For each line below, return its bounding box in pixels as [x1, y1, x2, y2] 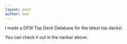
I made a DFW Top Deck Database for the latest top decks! [5, 25, 122, 30]
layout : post [5, 7, 32, 12]
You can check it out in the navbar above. [5, 34, 88, 40]
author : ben [5, 12, 29, 16]
